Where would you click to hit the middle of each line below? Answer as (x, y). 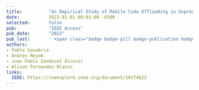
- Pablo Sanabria (28, 50)
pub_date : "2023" (36, 34)
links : (14, 72)
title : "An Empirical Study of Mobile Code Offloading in (91, 12)
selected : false (34, 22)
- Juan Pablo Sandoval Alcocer (45, 61)
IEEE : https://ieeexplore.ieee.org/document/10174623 (79, 78)
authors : (17, 45)
